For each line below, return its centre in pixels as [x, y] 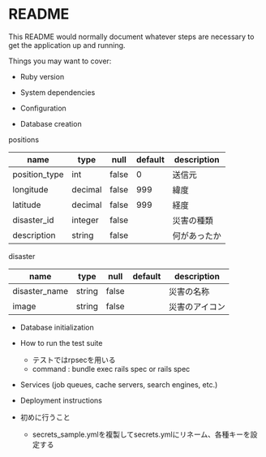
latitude [27, 205]
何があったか [197, 235]
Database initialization [57, 327]
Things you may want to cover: [60, 61]
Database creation [51, 123]
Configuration [43, 108]
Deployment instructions [61, 400]
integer [85, 220]
